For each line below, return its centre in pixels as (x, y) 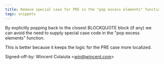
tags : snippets (20, 14)
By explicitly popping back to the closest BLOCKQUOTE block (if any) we (78, 27)
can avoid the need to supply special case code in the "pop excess (72, 33)
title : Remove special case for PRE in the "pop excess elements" (74, 9)
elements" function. (25, 38)
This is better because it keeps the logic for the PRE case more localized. (79, 47)
